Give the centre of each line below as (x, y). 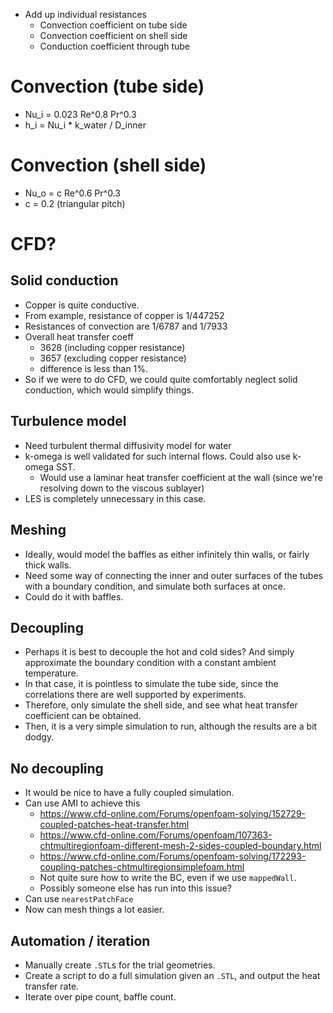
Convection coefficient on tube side (113, 25)
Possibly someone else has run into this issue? (135, 888)
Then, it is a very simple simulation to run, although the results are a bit (171, 726)
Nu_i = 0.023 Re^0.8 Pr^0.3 (80, 114)
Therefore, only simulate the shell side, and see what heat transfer (161, 705)
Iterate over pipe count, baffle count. (100, 996)
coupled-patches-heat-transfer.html (114, 825)
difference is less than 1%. (94, 368)
